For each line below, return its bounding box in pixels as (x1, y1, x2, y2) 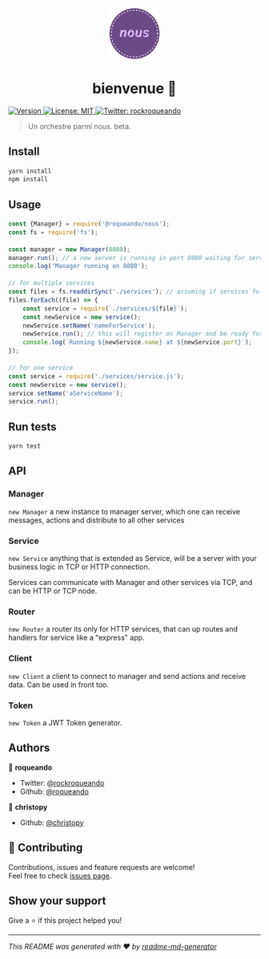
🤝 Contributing (8, 841, 83, 855)
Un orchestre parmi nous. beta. (27, 121, 131, 131)
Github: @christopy (19, 818, 84, 827)
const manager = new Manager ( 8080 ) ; (8, 245, 130, 254)
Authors (8, 742, 50, 755)
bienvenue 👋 (91, 79, 178, 97)
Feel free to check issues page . (8, 871, 112, 880)
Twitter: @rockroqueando (19, 778, 105, 787)
